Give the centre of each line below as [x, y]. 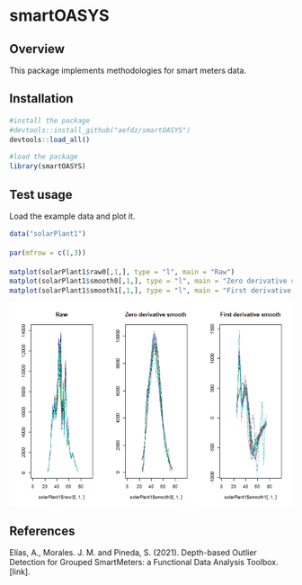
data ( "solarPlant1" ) [48, 234]
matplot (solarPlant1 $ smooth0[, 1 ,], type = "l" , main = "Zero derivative [148, 281]
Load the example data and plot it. [72, 216]
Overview [37, 49]
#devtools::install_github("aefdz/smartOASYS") [100, 130]
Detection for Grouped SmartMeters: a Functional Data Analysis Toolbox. [144, 562]
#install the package [50, 121]
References [42, 531]
